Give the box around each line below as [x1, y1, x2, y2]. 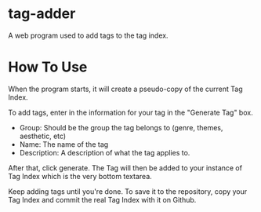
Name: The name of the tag [19, 139, 109, 149]
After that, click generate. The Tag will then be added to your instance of [8, 163, 243, 173]
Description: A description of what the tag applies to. [19, 148, 190, 157]
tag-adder [8, 5, 76, 23]
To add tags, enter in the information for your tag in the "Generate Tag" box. [8, 108, 253, 117]
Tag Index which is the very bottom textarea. [8, 171, 153, 181]
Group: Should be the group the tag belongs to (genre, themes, [19, 122, 223, 132]
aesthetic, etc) [19, 131, 67, 141]
